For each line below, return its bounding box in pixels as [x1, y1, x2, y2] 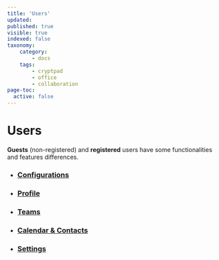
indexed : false [7, 36, 51, 43]
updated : [7, 17, 32, 23]
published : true [7, 23, 54, 30]
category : [19, 49, 48, 56]
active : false [13, 94, 54, 100]
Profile [17, 188, 40, 198]
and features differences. [7, 153, 79, 161]
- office [32, 74, 57, 81]
